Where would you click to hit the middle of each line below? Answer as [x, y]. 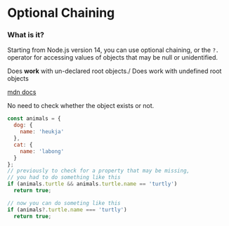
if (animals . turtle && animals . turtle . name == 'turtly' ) [92, 184]
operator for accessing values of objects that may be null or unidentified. [113, 58]
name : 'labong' [42, 151]
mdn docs [22, 92]
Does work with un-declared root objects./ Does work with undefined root [115, 71]
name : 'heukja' [42, 132]
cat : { [23, 145]
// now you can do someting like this [64, 203]
